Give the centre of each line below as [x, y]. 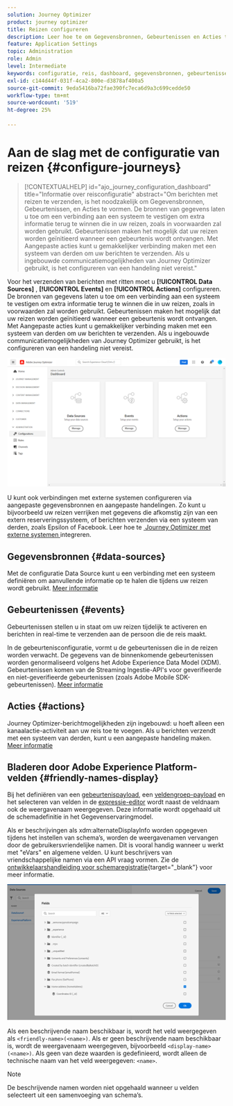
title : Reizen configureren [48, 29]
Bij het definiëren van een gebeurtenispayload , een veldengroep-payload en [116, 795]
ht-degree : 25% [29, 110]
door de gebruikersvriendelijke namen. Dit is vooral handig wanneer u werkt [115, 845]
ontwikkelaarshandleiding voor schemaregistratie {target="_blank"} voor [110, 867]
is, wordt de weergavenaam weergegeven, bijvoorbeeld [87, 1045]
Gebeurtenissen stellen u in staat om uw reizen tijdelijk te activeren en [107, 627]
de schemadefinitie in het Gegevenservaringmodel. [80, 817]
